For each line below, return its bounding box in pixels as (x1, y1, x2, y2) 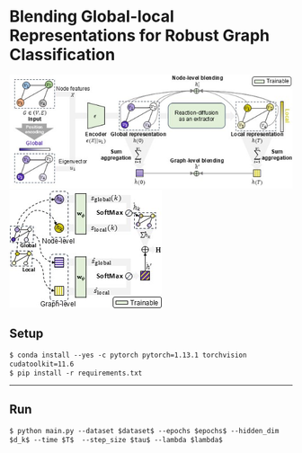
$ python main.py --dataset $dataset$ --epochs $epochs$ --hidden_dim (9, 427, 280, 436)
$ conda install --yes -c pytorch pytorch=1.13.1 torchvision (9, 351, 247, 360)
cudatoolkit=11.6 (9, 360, 75, 369)
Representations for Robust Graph (9, 25, 270, 46)
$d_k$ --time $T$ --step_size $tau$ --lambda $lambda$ (9, 436, 223, 445)
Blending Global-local (9, 6, 175, 27)
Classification (9, 45, 115, 65)
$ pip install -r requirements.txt (9, 369, 143, 378)
